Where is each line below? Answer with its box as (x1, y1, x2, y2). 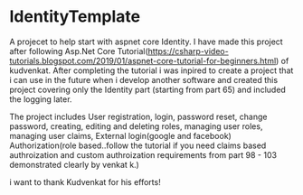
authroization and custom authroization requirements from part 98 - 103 (9, 149, 278, 160)
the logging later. (9, 93, 72, 105)
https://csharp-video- (147, 45, 229, 56)
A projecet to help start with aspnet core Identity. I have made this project (9, 36, 283, 47)
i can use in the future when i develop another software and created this (9, 74, 279, 85)
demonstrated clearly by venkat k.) (9, 159, 140, 170)
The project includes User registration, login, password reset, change (9, 111, 268, 122)
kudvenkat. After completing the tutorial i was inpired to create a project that (9, 65, 294, 76)
